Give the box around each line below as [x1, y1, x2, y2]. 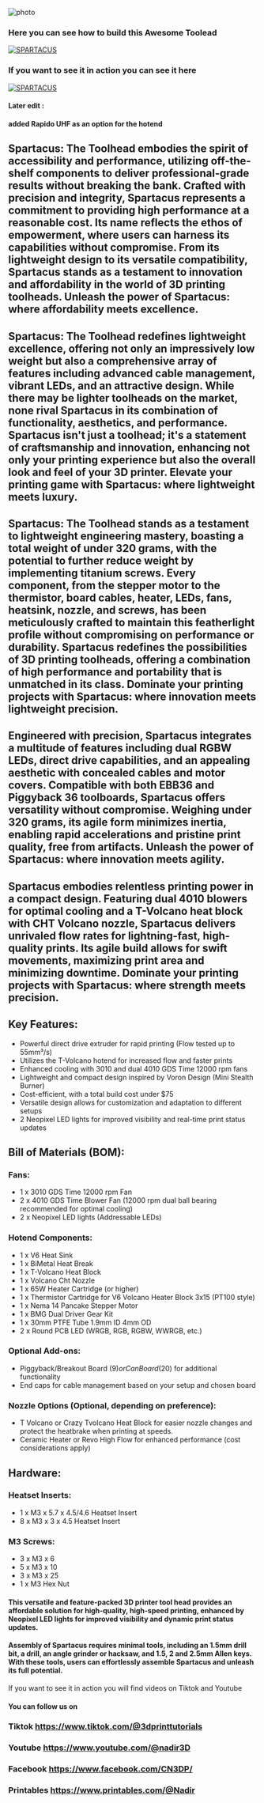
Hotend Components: [8, 1232, 93, 1243]
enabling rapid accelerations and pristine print [8, 828, 241, 841]
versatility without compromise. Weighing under [8, 803, 252, 817]
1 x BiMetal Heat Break [19, 1258, 93, 1268]
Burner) [19, 1080, 45, 1090]
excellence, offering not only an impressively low [8, 342, 255, 355]
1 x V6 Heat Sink [19, 1250, 74, 1260]
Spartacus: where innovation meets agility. [8, 852, 225, 866]
